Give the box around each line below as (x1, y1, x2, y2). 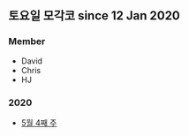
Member (8, 35, 46, 48)
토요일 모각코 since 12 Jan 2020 (8, 8, 180, 24)
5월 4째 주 (20, 117, 57, 128)
